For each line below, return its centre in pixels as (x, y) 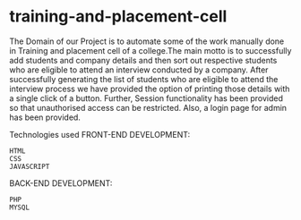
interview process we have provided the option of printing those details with (150, 89)
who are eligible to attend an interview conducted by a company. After (139, 70)
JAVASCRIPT (30, 166)
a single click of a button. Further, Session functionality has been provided (146, 98)
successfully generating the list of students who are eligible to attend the (144, 79)
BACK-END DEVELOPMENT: (61, 183)
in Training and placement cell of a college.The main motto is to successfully (150, 50)
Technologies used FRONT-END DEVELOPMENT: (100, 134)
